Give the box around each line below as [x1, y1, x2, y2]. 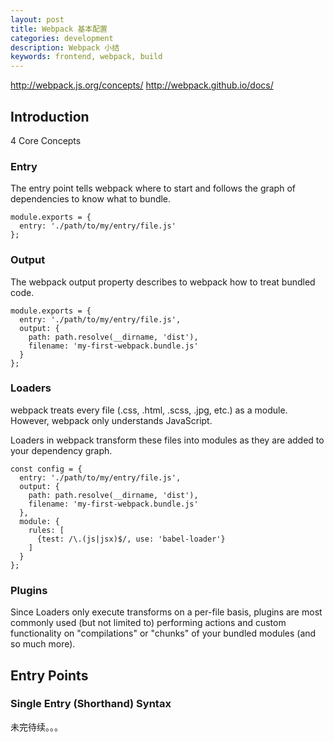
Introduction [10, 108, 90, 125]
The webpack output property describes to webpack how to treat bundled [10, 276, 316, 288]
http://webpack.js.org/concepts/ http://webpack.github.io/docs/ [10, 79, 274, 91]
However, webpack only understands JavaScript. [10, 414, 213, 426]
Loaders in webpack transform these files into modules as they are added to [10, 434, 325, 446]
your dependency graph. [10, 444, 113, 456]
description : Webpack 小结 [10, 42, 120, 53]
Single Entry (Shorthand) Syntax [10, 697, 172, 711]
